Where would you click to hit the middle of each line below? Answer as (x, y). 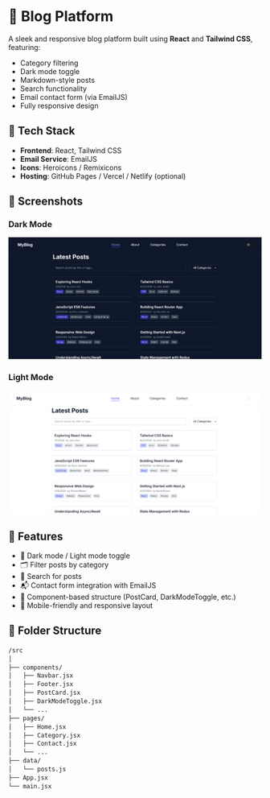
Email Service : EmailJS (59, 159)
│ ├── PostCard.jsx (45, 693)
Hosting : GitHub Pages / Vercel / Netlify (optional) (103, 176)
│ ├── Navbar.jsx (41, 676)
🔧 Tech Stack (42, 131)
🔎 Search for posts (51, 577)
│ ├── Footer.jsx (41, 684)
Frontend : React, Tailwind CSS (71, 150)
